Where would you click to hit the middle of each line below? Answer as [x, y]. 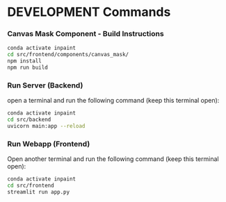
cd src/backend [29, 120]
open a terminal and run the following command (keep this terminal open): [113, 101]
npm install [24, 61]
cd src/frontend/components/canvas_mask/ [68, 55]
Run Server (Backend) [45, 85]
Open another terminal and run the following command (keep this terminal [113, 159]
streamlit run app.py [39, 192]
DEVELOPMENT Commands [89, 12]
